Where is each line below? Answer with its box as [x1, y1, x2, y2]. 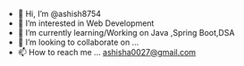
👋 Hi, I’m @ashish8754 [17, 9, 101, 19]
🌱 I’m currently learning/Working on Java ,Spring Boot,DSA [17, 28, 235, 37]
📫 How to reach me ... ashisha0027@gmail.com [17, 47, 197, 57]
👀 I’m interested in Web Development [17, 18, 155, 29]
